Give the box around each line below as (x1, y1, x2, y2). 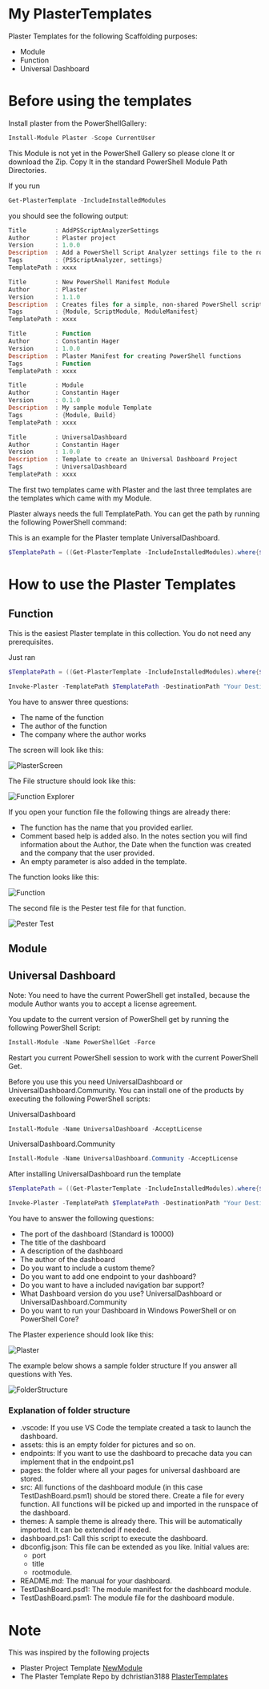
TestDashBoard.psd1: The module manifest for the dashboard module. (19, 1585, 251, 1594)
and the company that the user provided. (19, 848, 155, 858)
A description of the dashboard (19, 1246, 123, 1256)
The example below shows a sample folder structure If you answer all (8, 1361, 238, 1370)
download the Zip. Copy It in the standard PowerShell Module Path (8, 157, 228, 167)
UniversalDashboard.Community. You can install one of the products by (8, 1085, 244, 1095)
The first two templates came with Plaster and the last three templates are (8, 485, 252, 494)
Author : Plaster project (8, 234, 116, 242)
